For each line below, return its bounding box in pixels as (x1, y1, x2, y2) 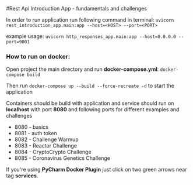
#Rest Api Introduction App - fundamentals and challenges (6, 5, 148, 12)
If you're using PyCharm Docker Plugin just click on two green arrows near (6, 166, 187, 173)
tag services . (6, 172, 38, 179)
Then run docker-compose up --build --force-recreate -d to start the (6, 82, 175, 90)
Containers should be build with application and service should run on (6, 100, 174, 107)
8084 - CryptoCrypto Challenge (14, 149, 92, 156)
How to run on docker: (6, 52, 71, 60)
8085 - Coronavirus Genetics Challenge (14, 155, 111, 162)
